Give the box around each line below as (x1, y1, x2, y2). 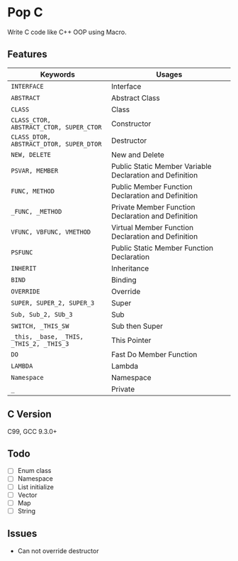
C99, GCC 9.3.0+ (7, 427, 58, 435)
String (17, 506, 35, 515)
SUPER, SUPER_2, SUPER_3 (11, 299, 95, 307)
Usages (156, 69, 183, 79)
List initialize (17, 482, 55, 491)
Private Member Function (110, 202, 195, 212)
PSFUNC (11, 248, 33, 256)
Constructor (110, 119, 152, 129)
